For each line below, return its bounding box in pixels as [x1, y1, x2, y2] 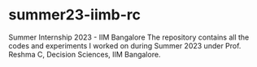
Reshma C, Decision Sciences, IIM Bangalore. [8, 49, 161, 59]
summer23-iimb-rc [8, 6, 141, 24]
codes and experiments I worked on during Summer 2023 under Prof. [8, 40, 242, 50]
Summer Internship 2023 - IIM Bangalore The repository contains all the [8, 32, 250, 42]
